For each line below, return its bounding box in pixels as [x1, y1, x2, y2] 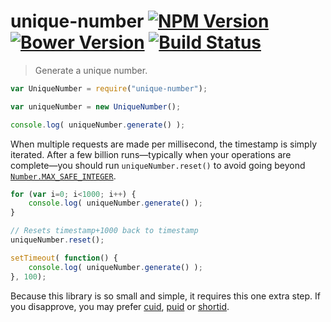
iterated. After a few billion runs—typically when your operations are [10, 148, 292, 160]
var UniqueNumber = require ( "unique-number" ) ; [10, 83, 208, 94]
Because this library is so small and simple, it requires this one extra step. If [10, 290, 322, 302]
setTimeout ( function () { [10, 253, 118, 263]
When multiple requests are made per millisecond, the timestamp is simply [10, 138, 317, 150]
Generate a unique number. [34, 64, 148, 76]
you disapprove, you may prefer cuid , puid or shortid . [10, 300, 230, 312]
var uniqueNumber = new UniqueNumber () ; [10, 101, 182, 112]
